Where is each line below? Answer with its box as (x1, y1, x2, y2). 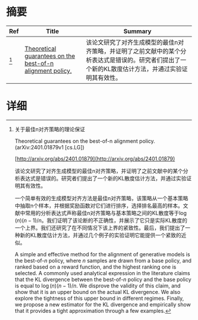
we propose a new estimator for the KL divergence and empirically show (14, 301, 191, 308)
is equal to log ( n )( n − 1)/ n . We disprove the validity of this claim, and (14, 282, 181, 289)
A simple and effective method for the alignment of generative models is (14, 250, 190, 257)
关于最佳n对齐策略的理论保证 (14, 125, 85, 133)
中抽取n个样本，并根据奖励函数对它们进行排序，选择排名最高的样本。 (14, 202, 184, 209)
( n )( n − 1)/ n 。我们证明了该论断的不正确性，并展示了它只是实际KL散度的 (14, 217, 187, 224)
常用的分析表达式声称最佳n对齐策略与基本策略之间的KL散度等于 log (25, 209, 187, 216)
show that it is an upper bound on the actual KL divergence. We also (14, 288, 181, 295)
